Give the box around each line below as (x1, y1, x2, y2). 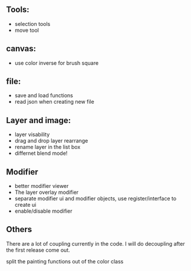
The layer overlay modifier (14, 189, 79, 196)
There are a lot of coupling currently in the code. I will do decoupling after (6, 240, 185, 247)
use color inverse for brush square (14, 59, 99, 67)
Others (6, 224, 32, 234)
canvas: (6, 44, 37, 54)
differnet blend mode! (14, 150, 68, 157)
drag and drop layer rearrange (14, 137, 88, 144)
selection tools (14, 20, 51, 27)
